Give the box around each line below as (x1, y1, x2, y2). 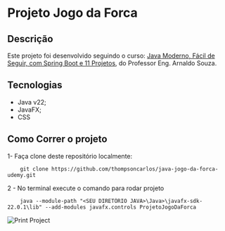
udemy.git (7, 171, 37, 178)
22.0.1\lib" (7, 204, 42, 211)
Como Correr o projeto (7, 133, 108, 145)
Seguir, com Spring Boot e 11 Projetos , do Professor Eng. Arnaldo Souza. (7, 59, 217, 67)
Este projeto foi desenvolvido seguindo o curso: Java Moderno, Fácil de (7, 51, 216, 60)
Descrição (7, 33, 53, 45)
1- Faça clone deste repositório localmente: (7, 152, 133, 160)
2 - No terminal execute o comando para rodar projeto (7, 184, 165, 192)
